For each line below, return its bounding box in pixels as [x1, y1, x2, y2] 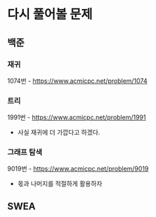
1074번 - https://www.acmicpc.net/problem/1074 [7, 77, 148, 85]
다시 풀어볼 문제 [7, 6, 93, 22]
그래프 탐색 [7, 147, 43, 157]
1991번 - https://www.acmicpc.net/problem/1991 [7, 113, 146, 121]
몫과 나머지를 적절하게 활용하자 [17, 180, 103, 188]
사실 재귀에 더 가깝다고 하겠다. [17, 128, 100, 137]
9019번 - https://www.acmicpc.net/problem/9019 [7, 164, 149, 173]
